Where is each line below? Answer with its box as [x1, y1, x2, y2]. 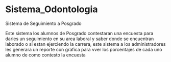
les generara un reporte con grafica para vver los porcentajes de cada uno [5, 46, 162, 52]
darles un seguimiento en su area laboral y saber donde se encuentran [5, 36, 154, 42]
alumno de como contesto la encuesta [5, 52, 86, 58]
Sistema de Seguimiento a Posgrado [5, 20, 82, 26]
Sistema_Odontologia [5, 4, 98, 15]
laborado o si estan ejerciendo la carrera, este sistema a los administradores [5, 41, 166, 47]
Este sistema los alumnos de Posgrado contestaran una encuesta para [5, 30, 154, 36]
